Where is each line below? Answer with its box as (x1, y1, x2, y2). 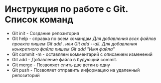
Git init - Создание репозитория (11, 30, 79, 36)
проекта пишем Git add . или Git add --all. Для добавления (11, 41, 138, 46)
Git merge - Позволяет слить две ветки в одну (11, 62, 110, 68)
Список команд (4, 14, 73, 25)
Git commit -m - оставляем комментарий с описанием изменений (11, 51, 153, 57)
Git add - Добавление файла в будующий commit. (11, 56, 118, 62)
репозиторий (11, 72, 40, 78)
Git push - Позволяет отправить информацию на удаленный (11, 67, 140, 73)
